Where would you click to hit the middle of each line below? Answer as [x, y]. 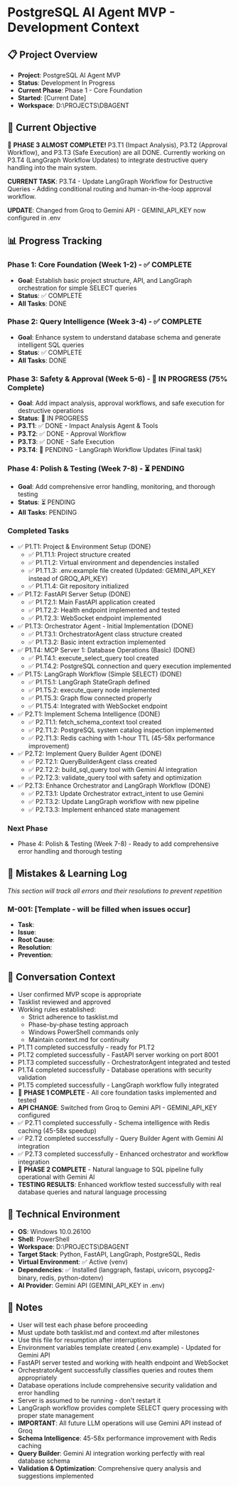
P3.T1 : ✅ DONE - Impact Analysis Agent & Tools [88, 426]
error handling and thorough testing [70, 851]
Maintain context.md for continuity [79, 1039]
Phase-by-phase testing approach [79, 1024]
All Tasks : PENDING [47, 512]
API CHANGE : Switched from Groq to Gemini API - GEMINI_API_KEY [117, 1107]
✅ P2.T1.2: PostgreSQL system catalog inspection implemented [121, 730]
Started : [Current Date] [52, 98]
